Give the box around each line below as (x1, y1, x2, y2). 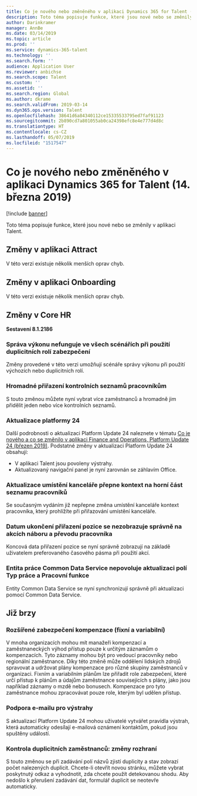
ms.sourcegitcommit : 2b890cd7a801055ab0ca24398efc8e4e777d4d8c (6, 118, 164, 124)
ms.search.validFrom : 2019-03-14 (6, 101, 88, 108)
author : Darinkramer (6, 19, 57, 25)
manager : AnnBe (6, 25, 43, 31)
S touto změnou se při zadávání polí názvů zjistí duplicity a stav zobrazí (6, 758, 179, 765)
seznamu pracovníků (6, 488, 67, 496)
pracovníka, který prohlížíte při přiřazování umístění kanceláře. (6, 508, 157, 515)
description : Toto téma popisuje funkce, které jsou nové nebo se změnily (6, 14, 193, 20)
